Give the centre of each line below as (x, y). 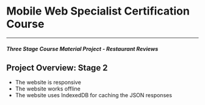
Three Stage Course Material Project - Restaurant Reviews (82, 49)
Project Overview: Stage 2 (57, 68)
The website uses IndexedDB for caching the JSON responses (94, 95)
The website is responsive (48, 83)
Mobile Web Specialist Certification (98, 11)
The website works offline (48, 89)
